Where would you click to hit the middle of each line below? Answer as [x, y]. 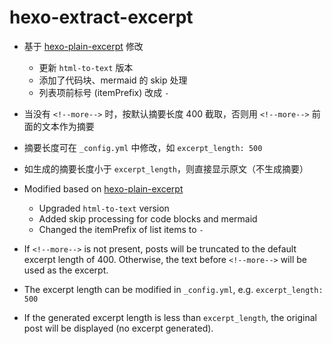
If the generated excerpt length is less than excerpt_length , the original [170, 317]
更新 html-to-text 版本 [86, 67]
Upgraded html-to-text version [104, 208]
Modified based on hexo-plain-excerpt [103, 188]
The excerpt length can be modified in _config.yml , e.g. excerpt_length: [173, 289]
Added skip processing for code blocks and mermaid [148, 218]
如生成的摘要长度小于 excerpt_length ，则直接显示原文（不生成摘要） [166, 168]
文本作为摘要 [68, 126]
